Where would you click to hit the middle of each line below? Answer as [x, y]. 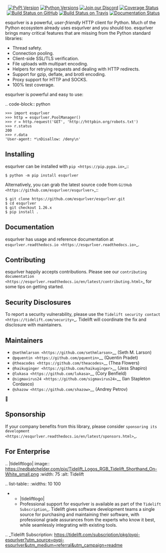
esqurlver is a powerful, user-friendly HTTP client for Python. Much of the [81, 23]
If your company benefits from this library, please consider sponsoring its [81, 426]
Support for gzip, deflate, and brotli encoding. [59, 74]
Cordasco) [23, 384]
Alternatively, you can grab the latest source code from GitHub [69, 184]
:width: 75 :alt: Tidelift [62, 474]
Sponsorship [25, 414]
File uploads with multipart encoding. [50, 64]
